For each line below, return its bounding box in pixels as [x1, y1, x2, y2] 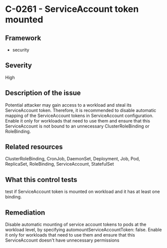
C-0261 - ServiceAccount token [5, 3, 139, 15]
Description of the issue [5, 89, 81, 97]
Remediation [5, 208, 46, 217]
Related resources [5, 143, 63, 151]
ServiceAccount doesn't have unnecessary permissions [5, 237, 120, 244]
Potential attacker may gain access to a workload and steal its [5, 102, 132, 108]
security [12, 47, 30, 53]
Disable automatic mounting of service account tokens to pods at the [5, 222, 147, 228]
